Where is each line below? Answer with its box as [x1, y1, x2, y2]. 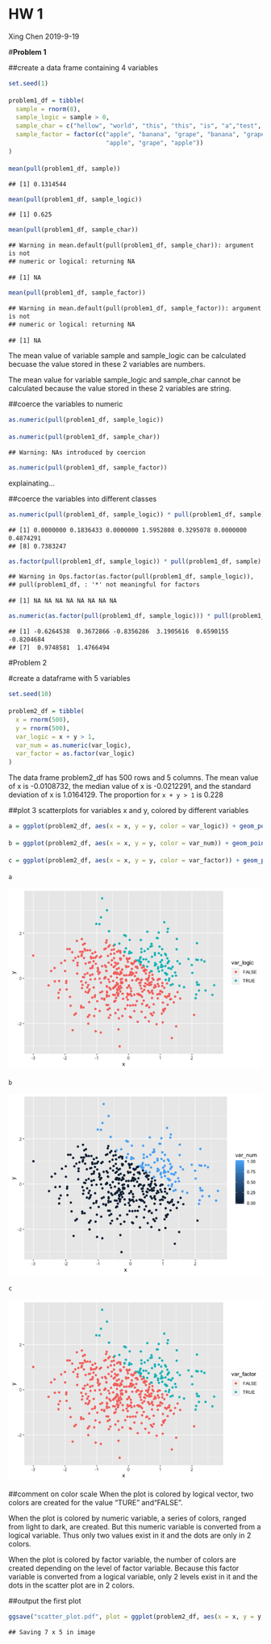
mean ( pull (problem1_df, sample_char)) [8, 226, 139, 234]
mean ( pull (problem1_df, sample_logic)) [8, 195, 143, 203]
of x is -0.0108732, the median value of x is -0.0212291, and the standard [8, 782, 252, 791]
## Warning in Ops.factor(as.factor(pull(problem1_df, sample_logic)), [8, 573, 254, 581]
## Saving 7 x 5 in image [8, 1628, 95, 1636]
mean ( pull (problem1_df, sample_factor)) [8, 289, 147, 297]
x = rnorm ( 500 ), [15, 716, 70, 724]
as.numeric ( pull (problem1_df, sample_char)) [8, 432, 161, 440]
